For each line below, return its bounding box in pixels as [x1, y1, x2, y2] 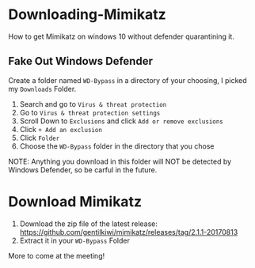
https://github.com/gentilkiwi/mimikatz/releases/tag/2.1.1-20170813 [19, 227, 238, 236]
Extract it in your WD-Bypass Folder [19, 236, 131, 245]
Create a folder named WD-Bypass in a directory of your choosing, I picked [8, 75, 247, 85]
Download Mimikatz [8, 192, 143, 210]
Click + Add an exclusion [19, 124, 103, 134]
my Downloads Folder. [8, 84, 77, 93]
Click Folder [19, 133, 60, 142]
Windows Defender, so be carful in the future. [8, 164, 158, 175]
